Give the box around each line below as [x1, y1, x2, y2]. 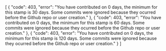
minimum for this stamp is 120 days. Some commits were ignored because [5, 35, 157, 41]
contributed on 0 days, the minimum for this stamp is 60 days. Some [5, 20, 145, 25]
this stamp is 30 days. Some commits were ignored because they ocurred [5, 9, 156, 15]
